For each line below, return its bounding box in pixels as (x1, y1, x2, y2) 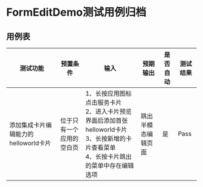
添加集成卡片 (9, 121, 47, 129)
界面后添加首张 (85, 117, 128, 124)
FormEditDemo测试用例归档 (6, 5, 147, 19)
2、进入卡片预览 (85, 108, 132, 115)
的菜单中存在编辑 (85, 162, 134, 170)
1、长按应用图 (85, 90, 126, 97)
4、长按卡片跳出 (85, 153, 132, 161)
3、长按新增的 (85, 135, 126, 143)
